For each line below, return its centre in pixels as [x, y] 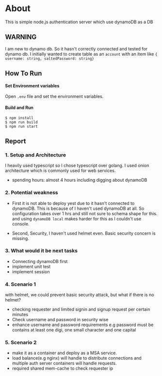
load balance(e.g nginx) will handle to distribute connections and [77, 358]
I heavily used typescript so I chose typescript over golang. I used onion [77, 166]
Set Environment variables [32, 86]
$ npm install [19, 118]
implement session [31, 271]
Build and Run [19, 108]
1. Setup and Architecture [36, 155]
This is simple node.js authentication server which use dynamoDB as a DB [79, 22]
